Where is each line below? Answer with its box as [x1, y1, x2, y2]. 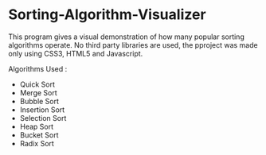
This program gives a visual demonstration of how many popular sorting [8, 32, 244, 41]
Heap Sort [19, 122, 54, 131]
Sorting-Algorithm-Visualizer [8, 6, 206, 24]
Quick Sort [19, 79, 56, 89]
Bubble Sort [19, 96, 60, 106]
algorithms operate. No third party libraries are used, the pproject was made [8, 40, 258, 49]
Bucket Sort [19, 130, 59, 140]
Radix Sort [19, 138, 54, 148]
